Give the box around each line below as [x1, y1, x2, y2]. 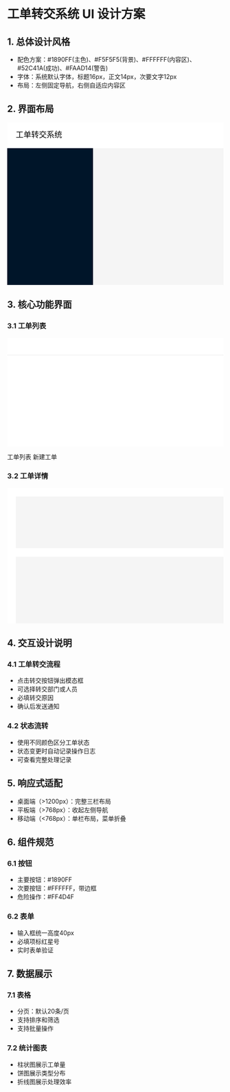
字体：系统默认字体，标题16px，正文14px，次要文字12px [16, 73, 177, 81]
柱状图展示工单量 [16, 1060, 66, 1069]
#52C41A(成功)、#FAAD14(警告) [16, 64, 108, 72]
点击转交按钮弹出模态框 [16, 676, 84, 685]
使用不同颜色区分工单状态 [16, 738, 90, 747]
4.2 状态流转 [7, 721, 49, 731]
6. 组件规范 [7, 836, 54, 848]
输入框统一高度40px [16, 928, 74, 936]
